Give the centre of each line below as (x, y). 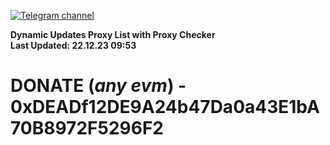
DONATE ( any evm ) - (98, 86)
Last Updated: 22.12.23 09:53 (73, 45)
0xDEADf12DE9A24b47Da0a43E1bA (165, 107)
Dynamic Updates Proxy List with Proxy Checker (113, 34)
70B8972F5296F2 (87, 128)
